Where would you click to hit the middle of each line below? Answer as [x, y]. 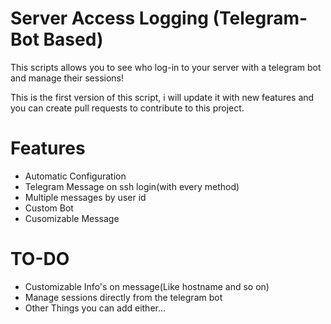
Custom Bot [49, 208]
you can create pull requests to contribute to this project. [127, 108]
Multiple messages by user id [85, 197]
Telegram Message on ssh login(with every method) [132, 186]
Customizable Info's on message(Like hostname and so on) [147, 286]
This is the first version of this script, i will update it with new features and [162, 97]
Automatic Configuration [75, 176]
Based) [73, 39]
